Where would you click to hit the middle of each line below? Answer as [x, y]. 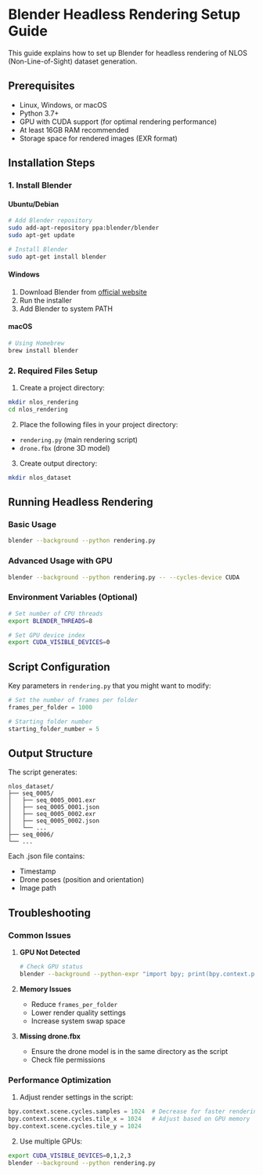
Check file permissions [68, 1060]
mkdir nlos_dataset [40, 478]
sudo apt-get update [42, 236]
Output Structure [50, 753]
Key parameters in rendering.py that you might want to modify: [110, 686]
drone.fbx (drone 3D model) [65, 448]
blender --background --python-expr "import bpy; [102, 974]
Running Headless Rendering [81, 502]
